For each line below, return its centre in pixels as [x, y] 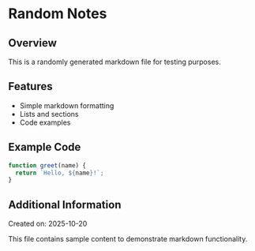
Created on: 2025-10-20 [48, 224]
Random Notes [58, 14]
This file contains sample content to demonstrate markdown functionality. [128, 239]
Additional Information [65, 205]
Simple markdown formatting [67, 105]
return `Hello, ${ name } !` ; [60, 173]
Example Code [45, 147]
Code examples [45, 122]
